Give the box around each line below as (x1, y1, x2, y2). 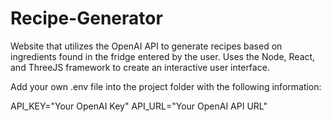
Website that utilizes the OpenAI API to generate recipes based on (10, 40, 283, 52)
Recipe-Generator (10, 7, 163, 30)
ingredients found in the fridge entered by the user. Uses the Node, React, (10, 50, 316, 62)
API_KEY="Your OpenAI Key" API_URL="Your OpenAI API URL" (10, 100, 268, 112)
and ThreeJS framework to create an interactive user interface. (10, 61, 270, 73)
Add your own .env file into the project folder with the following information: (10, 80, 322, 92)
